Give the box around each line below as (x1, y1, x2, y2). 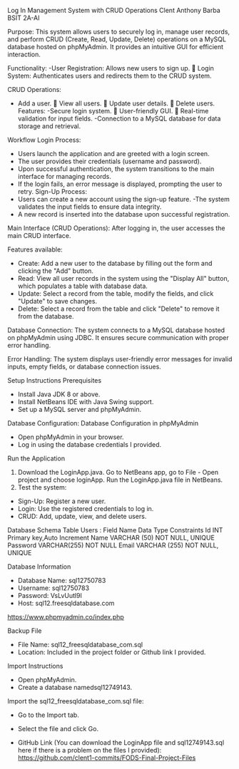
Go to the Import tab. (17, 711, 80, 719)
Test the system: (17, 483, 67, 491)
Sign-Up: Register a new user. (17, 497, 106, 505)
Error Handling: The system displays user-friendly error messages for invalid (7, 355, 233, 363)
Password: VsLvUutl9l (17, 592, 82, 599)
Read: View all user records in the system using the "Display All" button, (17, 274, 230, 282)
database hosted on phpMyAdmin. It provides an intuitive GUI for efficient (7, 43, 223, 51)
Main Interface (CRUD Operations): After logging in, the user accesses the (7, 224, 225, 232)
